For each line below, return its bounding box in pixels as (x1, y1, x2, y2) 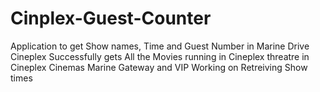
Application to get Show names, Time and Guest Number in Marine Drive (10, 40, 310, 52)
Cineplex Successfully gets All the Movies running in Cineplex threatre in (10, 50, 310, 62)
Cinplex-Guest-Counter (10, 7, 212, 30)
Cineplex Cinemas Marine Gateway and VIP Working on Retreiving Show (10, 61, 308, 73)
